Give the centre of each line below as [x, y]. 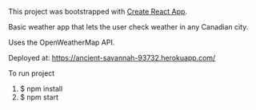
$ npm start [39, 97]
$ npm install [41, 88]
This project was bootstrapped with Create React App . [98, 12]
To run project [32, 73]
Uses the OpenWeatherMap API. [62, 42]
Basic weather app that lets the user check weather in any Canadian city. [128, 27]
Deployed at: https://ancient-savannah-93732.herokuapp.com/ [112, 58]
